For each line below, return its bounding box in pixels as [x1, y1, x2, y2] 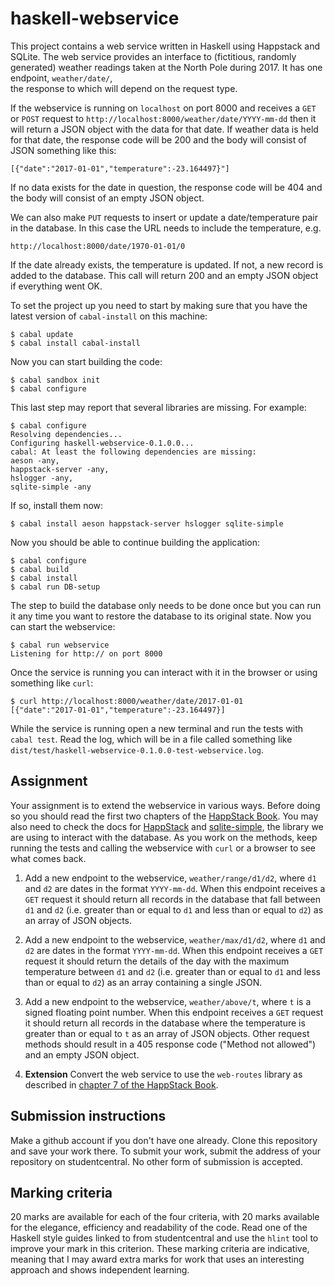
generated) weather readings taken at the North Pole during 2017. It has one [10, 61, 323, 73]
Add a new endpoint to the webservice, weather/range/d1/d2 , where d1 [24, 872, 317, 884]
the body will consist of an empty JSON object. [10, 192, 205, 204]
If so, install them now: [10, 499, 104, 511]
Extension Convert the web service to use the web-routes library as [24, 1068, 303, 1080]
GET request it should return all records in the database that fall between [24, 893, 322, 905]
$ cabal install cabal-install [10, 338, 141, 348]
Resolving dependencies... [10, 429, 123, 439]
